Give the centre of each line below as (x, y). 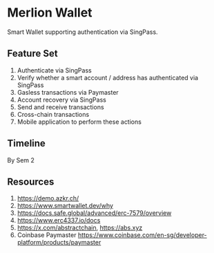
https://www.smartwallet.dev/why (65, 206)
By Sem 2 (21, 160)
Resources (31, 181)
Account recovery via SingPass (62, 100)
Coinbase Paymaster (47, 235)
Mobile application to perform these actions (79, 122)
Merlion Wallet (50, 13)
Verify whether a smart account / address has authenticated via (108, 77)
